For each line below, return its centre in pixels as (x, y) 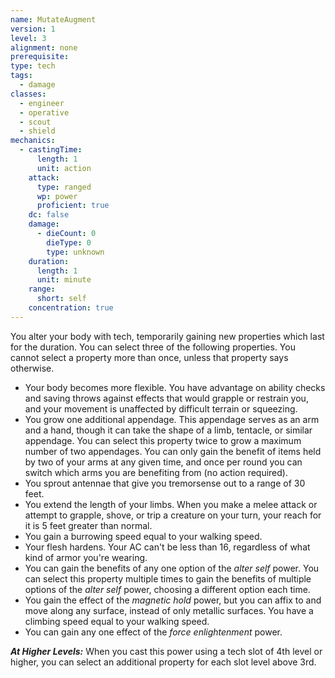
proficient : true (73, 206)
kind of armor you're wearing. (86, 557)
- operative (44, 112)
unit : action (64, 168)
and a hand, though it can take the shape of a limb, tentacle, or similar (168, 430)
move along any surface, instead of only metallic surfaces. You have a (169, 610)
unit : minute (64, 280)
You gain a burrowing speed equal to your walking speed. (143, 536)
